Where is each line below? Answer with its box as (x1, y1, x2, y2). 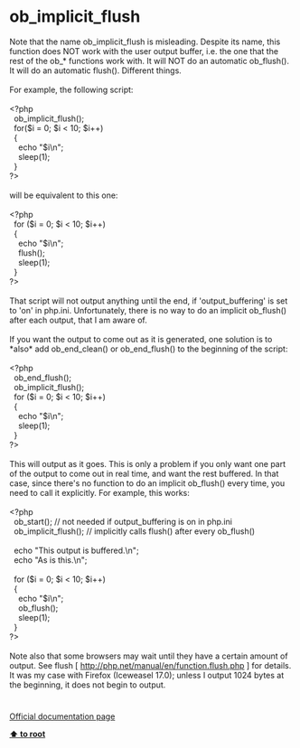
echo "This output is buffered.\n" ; (13, 545, 139, 556)
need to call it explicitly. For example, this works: (9, 487, 190, 498)
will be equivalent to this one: (9, 190, 118, 201)
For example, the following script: (9, 84, 134, 95)
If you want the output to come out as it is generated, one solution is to (9, 333, 273, 344)
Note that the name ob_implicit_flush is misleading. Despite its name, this (9, 36, 281, 47)
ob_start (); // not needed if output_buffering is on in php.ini (13, 516, 233, 527)
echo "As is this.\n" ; (13, 554, 88, 566)
